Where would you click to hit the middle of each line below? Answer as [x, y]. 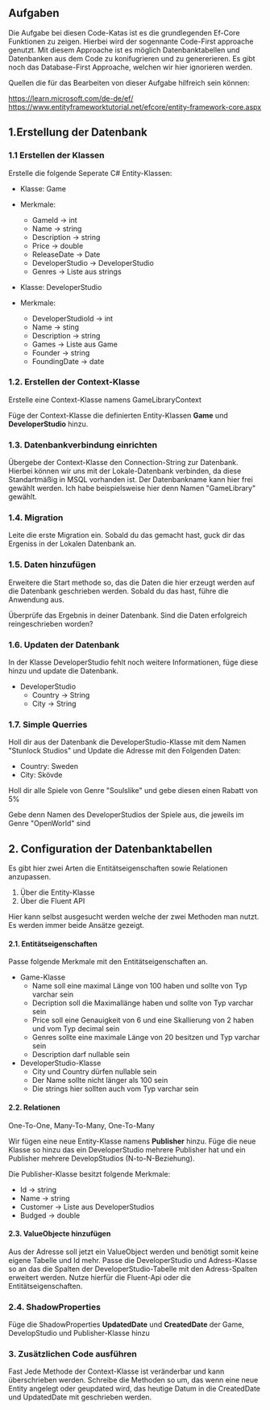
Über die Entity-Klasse [57, 892]
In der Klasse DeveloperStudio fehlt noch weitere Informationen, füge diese [133, 662]
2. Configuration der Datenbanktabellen [110, 848]
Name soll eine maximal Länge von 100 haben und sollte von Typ [139, 986]
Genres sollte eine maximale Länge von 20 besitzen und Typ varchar [146, 1038]
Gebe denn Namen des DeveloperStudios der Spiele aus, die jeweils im [126, 815]
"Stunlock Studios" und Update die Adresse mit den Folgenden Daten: [125, 751]
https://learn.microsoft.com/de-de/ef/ [71, 98]
